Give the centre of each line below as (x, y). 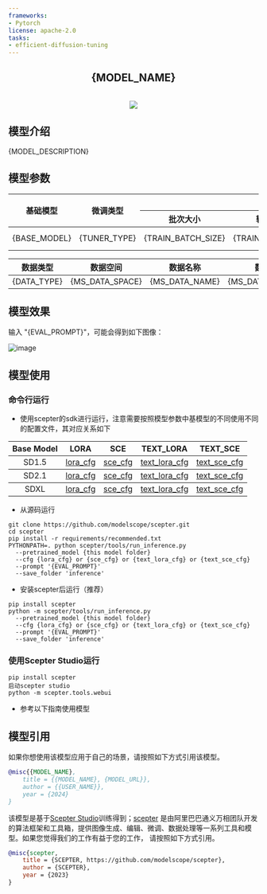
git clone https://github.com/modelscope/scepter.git (99, 525)
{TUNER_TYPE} (108, 238)
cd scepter (26, 532)
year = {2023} (46, 875)
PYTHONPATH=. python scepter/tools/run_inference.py (97, 546)
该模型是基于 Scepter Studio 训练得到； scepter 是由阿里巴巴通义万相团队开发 (133, 818)
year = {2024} (46, 794)
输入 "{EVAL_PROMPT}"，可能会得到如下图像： (86, 332)
